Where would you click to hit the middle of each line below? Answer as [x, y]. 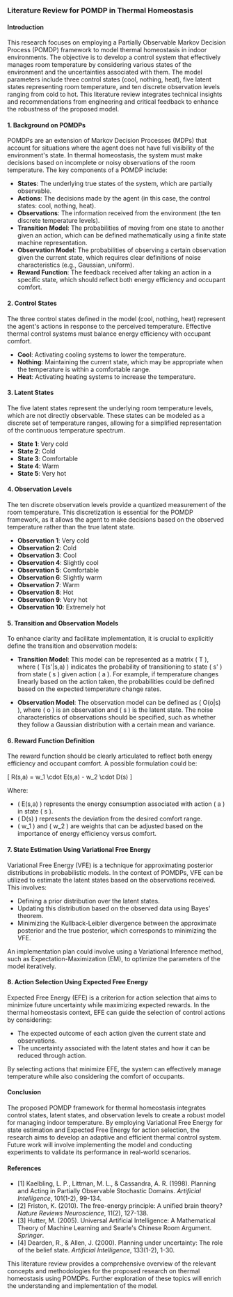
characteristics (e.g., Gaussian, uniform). [75, 265]
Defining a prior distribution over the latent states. [88, 901]
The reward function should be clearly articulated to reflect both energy [110, 756]
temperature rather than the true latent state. [71, 527]
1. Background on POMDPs [46, 125]
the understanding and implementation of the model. [82, 1286]
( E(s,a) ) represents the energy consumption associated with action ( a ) [121, 804]
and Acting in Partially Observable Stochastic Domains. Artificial [109, 1191]
